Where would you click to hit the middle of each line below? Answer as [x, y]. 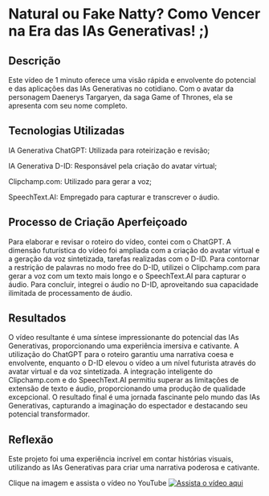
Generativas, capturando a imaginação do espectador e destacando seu [128, 406]
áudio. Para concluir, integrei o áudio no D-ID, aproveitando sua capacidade [133, 284]
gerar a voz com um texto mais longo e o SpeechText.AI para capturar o [127, 276]
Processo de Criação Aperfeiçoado [98, 222]
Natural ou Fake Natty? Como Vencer [134, 14]
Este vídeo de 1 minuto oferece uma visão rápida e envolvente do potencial [132, 80]
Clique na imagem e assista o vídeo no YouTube [88, 483]
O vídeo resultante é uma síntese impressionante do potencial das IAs [124, 338]
